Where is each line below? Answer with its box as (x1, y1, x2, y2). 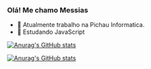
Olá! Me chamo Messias (7, 5, 89, 15)
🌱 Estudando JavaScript (16, 28, 85, 36)
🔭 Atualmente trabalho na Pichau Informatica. (16, 21, 145, 29)
